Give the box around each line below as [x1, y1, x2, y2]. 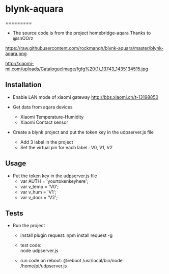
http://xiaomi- [5, 60, 34, 66]
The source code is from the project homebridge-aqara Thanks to [12, 30, 151, 36]
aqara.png [5, 50, 27, 57]
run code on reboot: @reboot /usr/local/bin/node [20, 258, 123, 264]
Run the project [12, 223, 45, 229]
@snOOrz [12, 35, 34, 41]
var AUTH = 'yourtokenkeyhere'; [20, 178, 89, 184]
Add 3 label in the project [20, 139, 73, 145]
